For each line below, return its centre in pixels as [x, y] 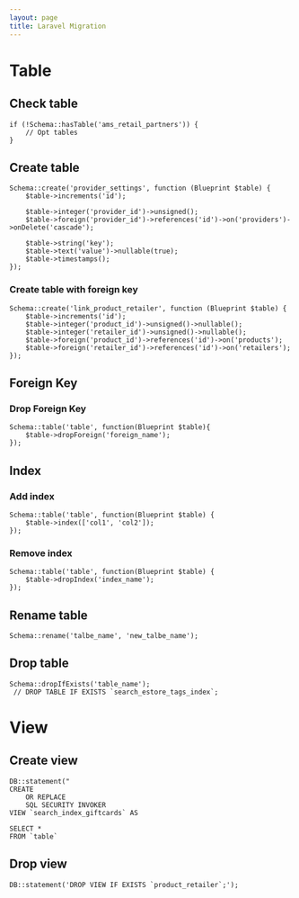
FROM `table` [34, 836]
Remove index [41, 552]
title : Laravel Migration [57, 26]
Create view [44, 761]
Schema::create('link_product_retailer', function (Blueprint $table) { [148, 308]
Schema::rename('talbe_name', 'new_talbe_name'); [104, 636]
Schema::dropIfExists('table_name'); [80, 684]
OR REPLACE [46, 797]
